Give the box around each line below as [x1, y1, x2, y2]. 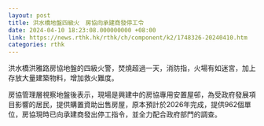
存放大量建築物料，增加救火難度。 [8, 73, 119, 83]
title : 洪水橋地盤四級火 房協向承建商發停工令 [8, 19, 145, 27]
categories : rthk [8, 41, 65, 49]
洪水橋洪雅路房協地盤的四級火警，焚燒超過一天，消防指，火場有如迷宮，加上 [8, 64, 256, 73]
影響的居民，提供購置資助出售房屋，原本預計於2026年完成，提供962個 [14, 100, 245, 109]
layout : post [8, 11, 51, 20]
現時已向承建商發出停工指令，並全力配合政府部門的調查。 [35, 109, 222, 119]
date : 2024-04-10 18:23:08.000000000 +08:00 [8, 26, 156, 34]
